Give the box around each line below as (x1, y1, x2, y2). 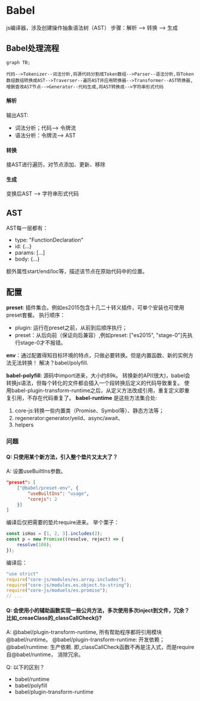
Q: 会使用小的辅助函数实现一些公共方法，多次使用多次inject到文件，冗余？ (6, 607, 190, 614)
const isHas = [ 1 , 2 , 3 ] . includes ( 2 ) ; (6, 531, 103, 537)
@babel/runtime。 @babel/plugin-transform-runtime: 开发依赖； (6, 636, 165, 643)
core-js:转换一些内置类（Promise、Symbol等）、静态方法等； (14, 407, 164, 414)
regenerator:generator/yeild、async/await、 (14, 414, 124, 421)
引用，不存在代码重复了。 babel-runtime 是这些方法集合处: (11, 394, 157, 401)
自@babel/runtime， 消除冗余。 (6, 651, 84, 658)
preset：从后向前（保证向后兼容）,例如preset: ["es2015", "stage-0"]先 (14, 331, 188, 338)
